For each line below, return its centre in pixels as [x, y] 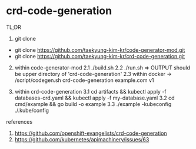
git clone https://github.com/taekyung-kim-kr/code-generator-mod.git [100, 50]
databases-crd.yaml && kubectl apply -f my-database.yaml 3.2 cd [94, 98]
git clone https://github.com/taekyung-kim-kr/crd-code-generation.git [100, 56]
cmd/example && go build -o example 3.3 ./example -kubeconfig [93, 104]
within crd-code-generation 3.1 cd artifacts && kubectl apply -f [90, 91]
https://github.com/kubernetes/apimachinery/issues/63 [82, 139]
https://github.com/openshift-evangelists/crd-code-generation [91, 133]
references [19, 121]
